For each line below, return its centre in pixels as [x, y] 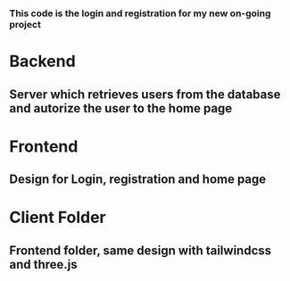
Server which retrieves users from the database [145, 94]
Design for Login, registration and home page [138, 180]
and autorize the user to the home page [121, 108]
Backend [42, 62]
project [25, 24]
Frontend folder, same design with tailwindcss [141, 250]
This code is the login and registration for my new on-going [140, 13]
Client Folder [58, 218]
